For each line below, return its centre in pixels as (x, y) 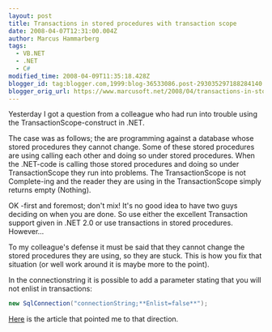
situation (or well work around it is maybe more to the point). (109, 265)
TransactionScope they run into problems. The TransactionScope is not (127, 173)
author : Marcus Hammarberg (54, 38)
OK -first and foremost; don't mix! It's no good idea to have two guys (123, 206)
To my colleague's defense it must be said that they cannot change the (127, 247)
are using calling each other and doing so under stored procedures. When (132, 155)
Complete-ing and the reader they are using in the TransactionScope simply (135, 181)
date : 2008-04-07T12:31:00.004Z (63, 31)
